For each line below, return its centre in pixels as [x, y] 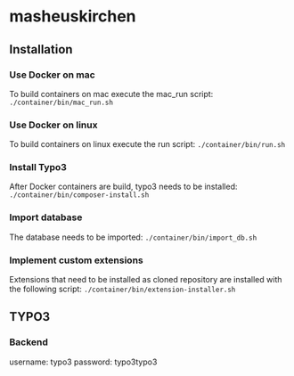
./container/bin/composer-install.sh [79, 195]
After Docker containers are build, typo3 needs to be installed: [123, 187]
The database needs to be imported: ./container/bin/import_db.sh [133, 237]
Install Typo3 [38, 168]
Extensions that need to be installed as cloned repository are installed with [146, 280]
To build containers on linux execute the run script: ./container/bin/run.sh [147, 144]
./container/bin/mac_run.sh [61, 102]
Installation [41, 49]
